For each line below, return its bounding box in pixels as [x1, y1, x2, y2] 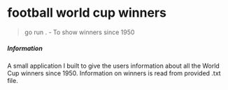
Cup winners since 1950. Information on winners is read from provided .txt [7, 68, 222, 77]
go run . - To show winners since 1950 [24, 28, 135, 36]
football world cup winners [7, 5, 166, 21]
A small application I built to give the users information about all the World [7, 61, 220, 70]
